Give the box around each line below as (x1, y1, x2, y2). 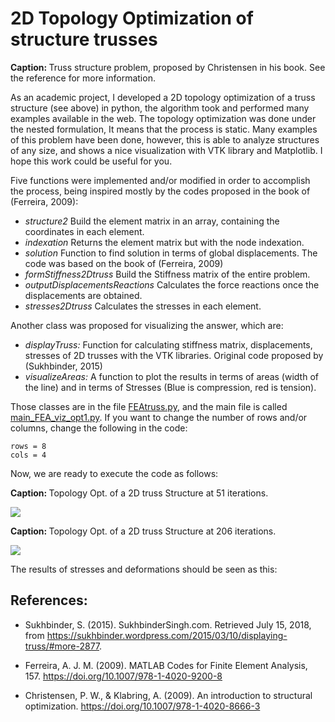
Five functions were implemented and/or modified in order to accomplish (10, 174, 311, 186)
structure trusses (10, 28, 158, 51)
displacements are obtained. (24, 289, 143, 301)
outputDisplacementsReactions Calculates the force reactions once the (24, 278, 320, 291)
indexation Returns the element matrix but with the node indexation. (24, 236, 305, 248)
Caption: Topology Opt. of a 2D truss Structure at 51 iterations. (10, 487, 269, 499)
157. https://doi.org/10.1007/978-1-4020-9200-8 (24, 670, 223, 682)
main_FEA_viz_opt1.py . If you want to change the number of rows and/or (10, 411, 308, 423)
